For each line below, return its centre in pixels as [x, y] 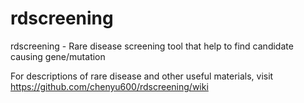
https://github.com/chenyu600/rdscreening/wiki [109, 86]
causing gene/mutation [58, 56]
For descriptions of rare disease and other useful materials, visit [142, 76]
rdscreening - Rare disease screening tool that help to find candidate [152, 46]
